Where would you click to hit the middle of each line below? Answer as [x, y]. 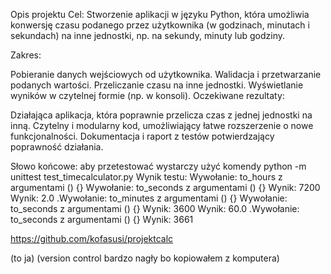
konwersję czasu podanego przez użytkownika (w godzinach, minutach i [160, 25]
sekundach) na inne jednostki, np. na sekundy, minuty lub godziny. [148, 35]
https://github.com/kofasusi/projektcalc [92, 238]
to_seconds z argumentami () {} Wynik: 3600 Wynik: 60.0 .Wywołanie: [155, 208]
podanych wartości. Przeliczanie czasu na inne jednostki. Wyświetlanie [157, 85]
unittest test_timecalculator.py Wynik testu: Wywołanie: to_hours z [146, 177]
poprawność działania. [57, 147]
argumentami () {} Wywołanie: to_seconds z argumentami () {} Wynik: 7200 [165, 187]
